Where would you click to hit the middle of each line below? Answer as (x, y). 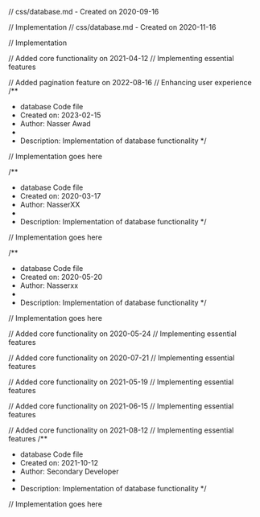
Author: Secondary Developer (69, 471)
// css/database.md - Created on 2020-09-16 (84, 12)
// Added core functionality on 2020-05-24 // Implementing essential (123, 334)
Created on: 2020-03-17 (60, 196)
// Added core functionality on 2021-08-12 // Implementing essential (121, 430)
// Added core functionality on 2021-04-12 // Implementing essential (122, 58)
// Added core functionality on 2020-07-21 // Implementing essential (122, 358)
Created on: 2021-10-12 (59, 463)
